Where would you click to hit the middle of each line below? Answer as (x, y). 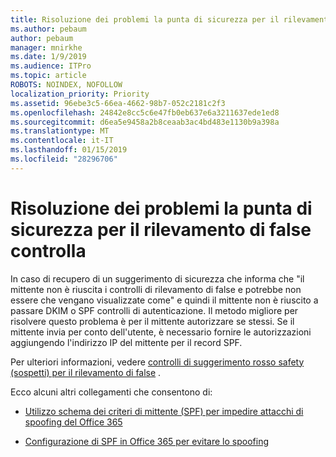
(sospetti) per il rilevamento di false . (86, 372)
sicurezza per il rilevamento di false (161, 229)
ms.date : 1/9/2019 (48, 57)
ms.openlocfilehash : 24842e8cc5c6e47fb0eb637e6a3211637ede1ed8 (145, 112)
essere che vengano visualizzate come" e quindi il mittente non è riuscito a (164, 300)
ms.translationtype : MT (60, 131)
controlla (48, 250)
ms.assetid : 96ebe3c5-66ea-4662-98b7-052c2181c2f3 (118, 103)
